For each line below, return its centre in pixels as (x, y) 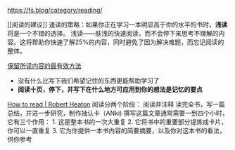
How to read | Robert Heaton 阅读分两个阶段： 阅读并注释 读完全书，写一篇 (116, 104)
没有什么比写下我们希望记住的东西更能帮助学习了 (88, 81)
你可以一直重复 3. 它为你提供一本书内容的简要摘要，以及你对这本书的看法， (117, 130)
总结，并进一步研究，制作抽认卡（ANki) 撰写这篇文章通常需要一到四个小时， (118, 113)
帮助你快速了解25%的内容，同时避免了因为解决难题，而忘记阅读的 (128, 42)
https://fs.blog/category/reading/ (55, 10)
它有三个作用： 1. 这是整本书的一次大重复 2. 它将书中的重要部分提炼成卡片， (118, 122)
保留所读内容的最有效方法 (44, 66)
